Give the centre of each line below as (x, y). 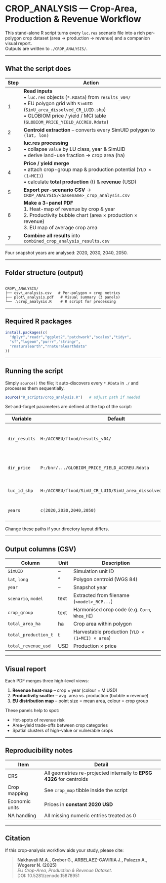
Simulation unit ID (94, 571)
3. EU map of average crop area (61, 227)
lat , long (18, 580)
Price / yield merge (46, 163)
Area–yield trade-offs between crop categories (60, 725)
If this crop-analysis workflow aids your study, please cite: (64, 850)
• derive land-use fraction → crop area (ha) (74, 155)
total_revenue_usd (29, 646)
